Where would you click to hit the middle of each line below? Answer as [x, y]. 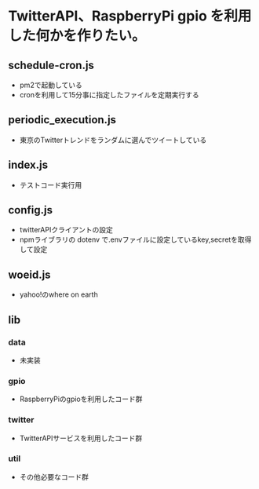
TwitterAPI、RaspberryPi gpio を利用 [130, 16]
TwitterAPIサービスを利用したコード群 [81, 438]
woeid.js [29, 274]
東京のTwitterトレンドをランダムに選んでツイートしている [113, 140]
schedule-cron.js [51, 65]
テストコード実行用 [51, 184]
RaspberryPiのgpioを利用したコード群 [81, 399]
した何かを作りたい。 [77, 36]
